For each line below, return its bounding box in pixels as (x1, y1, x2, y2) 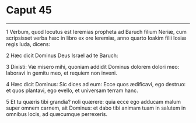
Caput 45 (6, 3, 52, 17)
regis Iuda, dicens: (6, 40, 51, 47)
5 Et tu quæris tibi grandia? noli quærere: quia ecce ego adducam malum (6, 98, 181, 105)
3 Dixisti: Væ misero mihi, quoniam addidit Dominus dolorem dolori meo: (6, 63, 180, 70)
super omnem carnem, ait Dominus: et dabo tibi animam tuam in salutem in (6, 104, 186, 111)
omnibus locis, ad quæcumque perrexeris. (6, 110, 108, 117)
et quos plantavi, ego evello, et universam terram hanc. (6, 87, 138, 94)
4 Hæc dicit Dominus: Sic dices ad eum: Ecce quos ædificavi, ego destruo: (6, 80, 186, 87)
